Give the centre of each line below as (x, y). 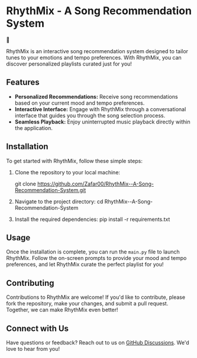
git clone (25, 184)
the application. (34, 128)
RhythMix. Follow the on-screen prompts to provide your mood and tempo (96, 258)
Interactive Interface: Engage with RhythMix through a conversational (100, 109)
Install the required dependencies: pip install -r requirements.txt (92, 219)
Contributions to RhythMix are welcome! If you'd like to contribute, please (96, 297)
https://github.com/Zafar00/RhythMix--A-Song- (96, 184)
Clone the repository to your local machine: (67, 172)
